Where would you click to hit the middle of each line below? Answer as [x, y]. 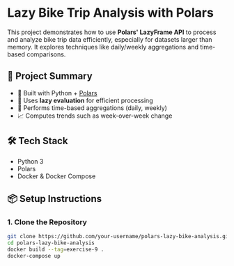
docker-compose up [34, 256]
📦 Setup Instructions [55, 199]
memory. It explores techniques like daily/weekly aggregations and [103, 47]
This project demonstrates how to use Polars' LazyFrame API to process [112, 32]
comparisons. [46, 54]
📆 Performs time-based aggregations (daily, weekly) [92, 108]
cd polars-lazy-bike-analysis [51, 243]
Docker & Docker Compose [56, 176]
